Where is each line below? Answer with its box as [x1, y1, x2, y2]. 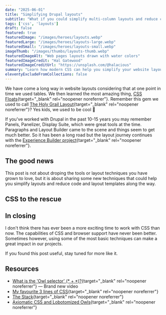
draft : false [5, 26, 32, 31]
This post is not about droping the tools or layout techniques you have [5, 170, 148, 176]
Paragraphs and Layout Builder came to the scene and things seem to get [5, 126, 155, 132]
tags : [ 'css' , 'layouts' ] [5, 21, 58, 26]
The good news [5, 157, 54, 165]
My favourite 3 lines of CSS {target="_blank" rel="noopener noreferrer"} [12, 288, 159, 294]
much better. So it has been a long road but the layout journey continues [5, 132, 152, 138]
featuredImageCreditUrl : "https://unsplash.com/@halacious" [5, 63, 132, 67]
